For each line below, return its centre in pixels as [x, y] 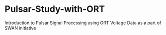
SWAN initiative [20, 28]
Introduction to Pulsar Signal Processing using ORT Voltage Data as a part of [83, 23]
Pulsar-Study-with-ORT [55, 9]
